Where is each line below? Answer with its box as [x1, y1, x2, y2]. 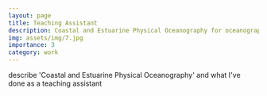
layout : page [8, 11, 52, 20]
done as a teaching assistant [8, 79, 103, 88]
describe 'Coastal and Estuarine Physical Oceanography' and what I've [8, 71, 241, 79]
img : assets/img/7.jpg [8, 33, 83, 42]
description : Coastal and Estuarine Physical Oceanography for [8, 26, 222, 34]
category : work [8, 48, 59, 56]
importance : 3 [8, 41, 56, 49]
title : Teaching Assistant [8, 19, 98, 27]
